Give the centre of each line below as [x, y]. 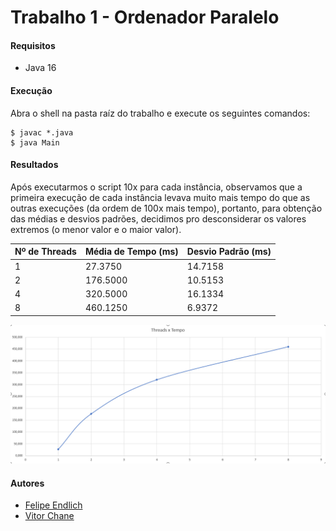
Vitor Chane [49, 516]
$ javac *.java [42, 132]
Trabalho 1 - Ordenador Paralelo [145, 17]
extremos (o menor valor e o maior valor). [96, 229]
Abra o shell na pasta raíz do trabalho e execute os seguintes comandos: [160, 113]
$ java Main [35, 142]
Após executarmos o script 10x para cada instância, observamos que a [156, 187]
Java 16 [40, 68]
